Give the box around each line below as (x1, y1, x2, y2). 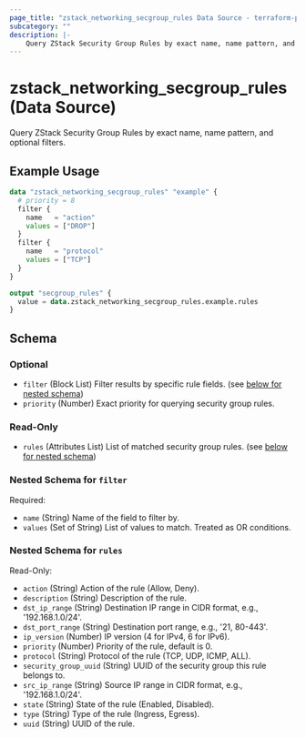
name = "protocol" (25, 247, 104, 256)
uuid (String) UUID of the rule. (22, 718, 135, 729)
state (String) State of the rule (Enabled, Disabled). (22, 698, 215, 710)
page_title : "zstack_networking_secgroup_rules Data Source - (9, 13, 250, 23)
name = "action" (25, 213, 96, 222)
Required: (9, 494, 46, 505)
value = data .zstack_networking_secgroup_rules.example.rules (17, 297, 259, 306)
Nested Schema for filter (9, 474, 127, 487)
